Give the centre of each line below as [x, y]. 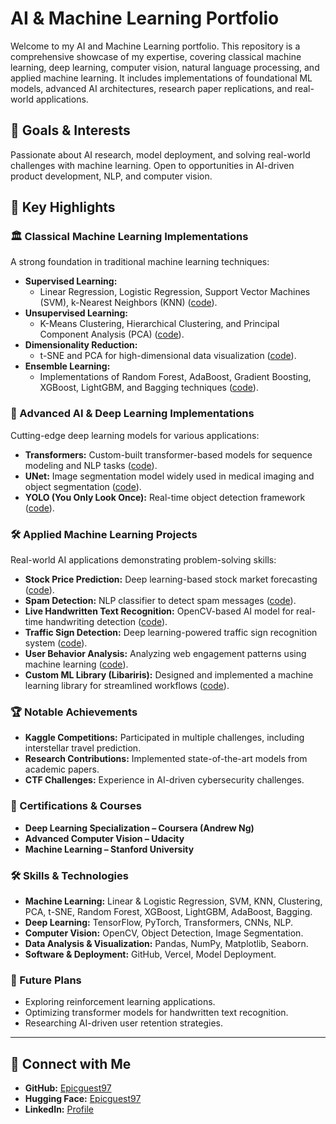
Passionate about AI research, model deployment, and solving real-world [160, 154]
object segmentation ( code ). [83, 486]
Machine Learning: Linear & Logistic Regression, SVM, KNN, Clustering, [173, 901]
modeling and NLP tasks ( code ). [91, 465]
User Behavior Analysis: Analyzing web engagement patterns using [165, 654]
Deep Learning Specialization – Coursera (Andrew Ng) [139, 828]
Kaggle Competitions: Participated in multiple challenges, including [164, 738]
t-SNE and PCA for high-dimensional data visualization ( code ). [168, 356]
